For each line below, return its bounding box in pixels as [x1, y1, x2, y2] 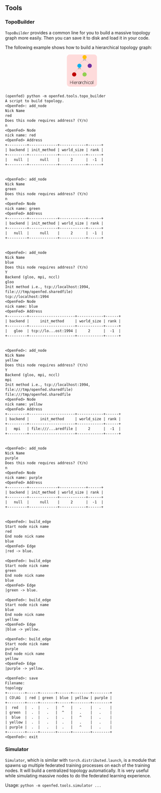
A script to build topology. [5, 99, 64, 104]
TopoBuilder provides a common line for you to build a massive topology [5, 29, 150, 36]
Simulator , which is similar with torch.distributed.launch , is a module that [5, 757, 156, 763]
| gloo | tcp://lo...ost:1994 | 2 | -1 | [5, 329, 121, 334]
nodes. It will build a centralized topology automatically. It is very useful [5, 768, 149, 773]
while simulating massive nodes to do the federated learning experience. [5, 772, 151, 778]
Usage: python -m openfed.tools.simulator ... [5, 782, 101, 788]
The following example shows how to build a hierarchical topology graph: [5, 44, 152, 50]
